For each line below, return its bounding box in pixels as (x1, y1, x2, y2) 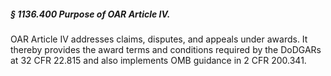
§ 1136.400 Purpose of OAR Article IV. (10, 8, 171, 20)
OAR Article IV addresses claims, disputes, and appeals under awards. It (10, 33, 308, 45)
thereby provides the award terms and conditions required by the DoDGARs (10, 43, 322, 55)
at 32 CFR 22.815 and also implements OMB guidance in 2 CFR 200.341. (10, 54, 307, 66)
